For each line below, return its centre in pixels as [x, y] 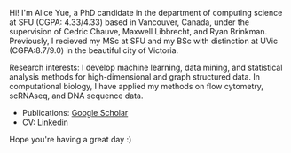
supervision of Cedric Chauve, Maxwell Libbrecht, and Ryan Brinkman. [138, 31]
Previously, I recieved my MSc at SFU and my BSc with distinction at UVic [143, 41]
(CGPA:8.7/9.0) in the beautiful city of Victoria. [94, 50]
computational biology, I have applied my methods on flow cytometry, [137, 86]
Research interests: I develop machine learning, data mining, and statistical [146, 67]
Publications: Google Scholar [75, 113]
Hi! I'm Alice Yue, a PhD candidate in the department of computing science [146, 13]
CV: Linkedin [45, 122]
